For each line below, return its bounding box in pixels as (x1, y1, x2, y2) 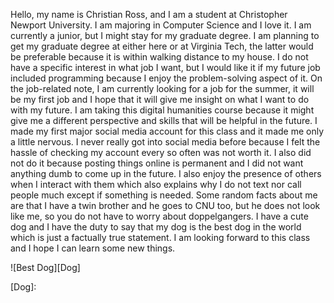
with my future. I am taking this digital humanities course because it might (10, 104, 315, 116)
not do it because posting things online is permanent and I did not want (10, 157, 304, 169)
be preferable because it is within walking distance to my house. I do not (10, 51, 309, 63)
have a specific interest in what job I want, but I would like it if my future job (10, 62, 321, 73)
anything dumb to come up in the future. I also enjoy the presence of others (10, 168, 322, 179)
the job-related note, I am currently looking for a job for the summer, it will (10, 83, 315, 94)
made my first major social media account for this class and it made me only (10, 125, 325, 137)
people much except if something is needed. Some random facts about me (10, 189, 318, 201)
